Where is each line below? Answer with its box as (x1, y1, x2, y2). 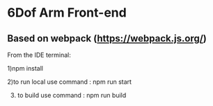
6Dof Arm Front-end (7, 5, 127, 21)
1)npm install (7, 64, 44, 72)
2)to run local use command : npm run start (7, 78, 132, 86)
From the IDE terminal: (7, 51, 71, 59)
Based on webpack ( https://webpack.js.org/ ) (7, 33, 207, 44)
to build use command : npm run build (17, 91, 127, 99)
